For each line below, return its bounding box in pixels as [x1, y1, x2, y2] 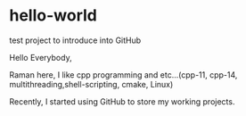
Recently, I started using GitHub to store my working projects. [9, 95, 235, 107]
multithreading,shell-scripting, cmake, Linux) [9, 79, 174, 89]
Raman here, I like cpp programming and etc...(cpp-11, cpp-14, [9, 69, 238, 80]
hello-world [9, 5, 98, 26]
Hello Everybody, [9, 52, 73, 62]
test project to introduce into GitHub [9, 35, 142, 46]
